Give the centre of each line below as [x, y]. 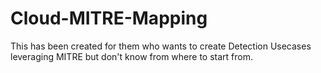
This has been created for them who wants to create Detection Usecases [161, 46]
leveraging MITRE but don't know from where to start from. [132, 56]
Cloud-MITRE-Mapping [109, 18]
